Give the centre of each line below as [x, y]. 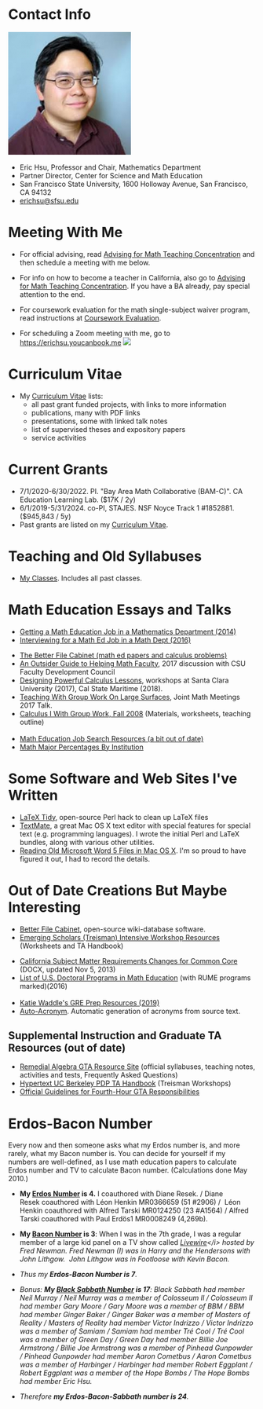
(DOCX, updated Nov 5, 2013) [68, 969]
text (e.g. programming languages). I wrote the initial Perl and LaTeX [129, 833]
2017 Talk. [36, 705]
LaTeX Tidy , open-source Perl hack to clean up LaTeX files [114, 817]
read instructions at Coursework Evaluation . [90, 318]
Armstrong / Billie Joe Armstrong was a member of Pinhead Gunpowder [136, 1348]
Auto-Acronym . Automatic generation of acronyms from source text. [130, 1011]
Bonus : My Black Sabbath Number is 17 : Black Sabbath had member [132, 1290]
